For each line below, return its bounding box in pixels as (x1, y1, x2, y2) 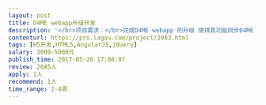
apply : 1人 (8, 70, 44, 78)
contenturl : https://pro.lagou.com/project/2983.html (8, 33, 190, 42)
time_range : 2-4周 (8, 84, 68, 93)
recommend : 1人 (8, 77, 57, 85)
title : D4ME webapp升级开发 (8, 19, 97, 27)
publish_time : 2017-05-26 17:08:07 (8, 56, 126, 64)
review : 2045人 (8, 63, 57, 71)
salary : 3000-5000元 (8, 48, 75, 56)
